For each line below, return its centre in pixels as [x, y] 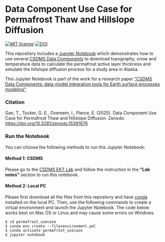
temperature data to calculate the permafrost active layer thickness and [78, 64]
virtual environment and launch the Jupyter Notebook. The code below [77, 207]
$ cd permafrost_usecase [31, 222]
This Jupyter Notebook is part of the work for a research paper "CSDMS [79, 79]
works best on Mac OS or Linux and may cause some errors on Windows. [80, 213]
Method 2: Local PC [26, 186]
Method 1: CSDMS [24, 158]
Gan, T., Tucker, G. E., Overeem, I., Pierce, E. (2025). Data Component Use [81, 113]
